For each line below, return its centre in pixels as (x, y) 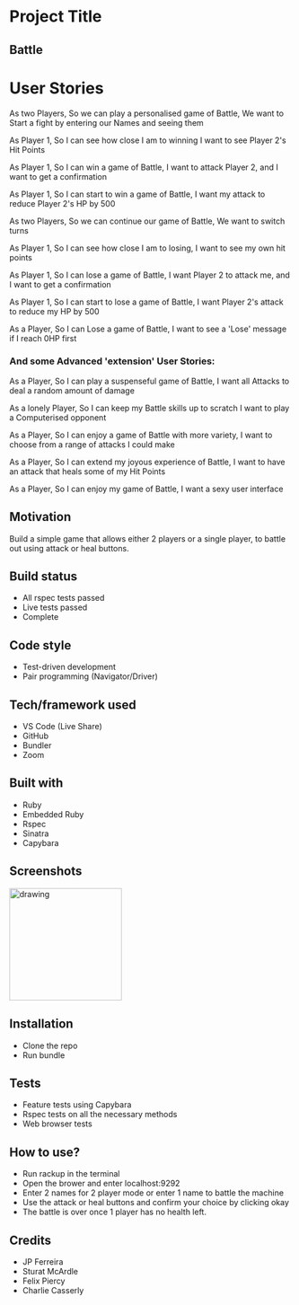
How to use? (45, 1152)
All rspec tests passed (63, 598)
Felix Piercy (44, 1281)
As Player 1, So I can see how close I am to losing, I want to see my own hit (147, 248)
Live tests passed (55, 607)
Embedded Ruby (53, 814)
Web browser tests (57, 1124)
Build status (44, 577)
